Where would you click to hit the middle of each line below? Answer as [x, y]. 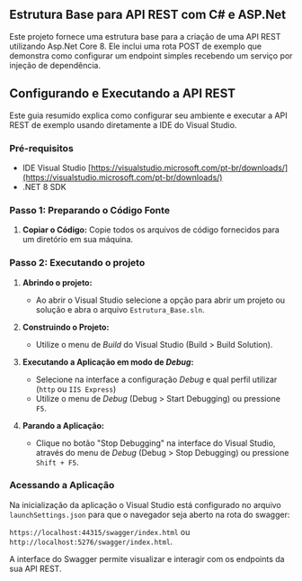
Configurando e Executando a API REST [123, 94]
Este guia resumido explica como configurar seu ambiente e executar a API [148, 115]
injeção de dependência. [55, 65]
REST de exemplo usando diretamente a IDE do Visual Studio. [123, 124]
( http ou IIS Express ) [76, 389]
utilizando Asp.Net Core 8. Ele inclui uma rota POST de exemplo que [136, 46]
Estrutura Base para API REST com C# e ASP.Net [147, 15]
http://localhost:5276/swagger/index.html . [91, 541]
